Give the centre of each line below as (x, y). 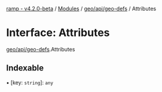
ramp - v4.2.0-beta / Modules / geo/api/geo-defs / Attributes (81, 9)
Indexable (25, 68)
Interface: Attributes (58, 33)
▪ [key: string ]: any (30, 82)
